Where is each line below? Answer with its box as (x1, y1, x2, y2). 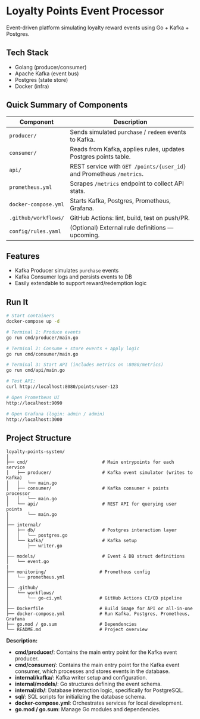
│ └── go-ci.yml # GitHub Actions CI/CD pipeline (6, 595, 183, 601)
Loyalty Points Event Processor (6, 4, 164, 18)
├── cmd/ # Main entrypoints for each (6, 459, 174, 466)
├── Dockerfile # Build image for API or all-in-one (6, 605, 193, 612)
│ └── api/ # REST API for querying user (6, 501, 177, 507)
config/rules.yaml (9, 228, 61, 234)
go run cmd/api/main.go (6, 368, 65, 374)
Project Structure (6, 433, 71, 443)
